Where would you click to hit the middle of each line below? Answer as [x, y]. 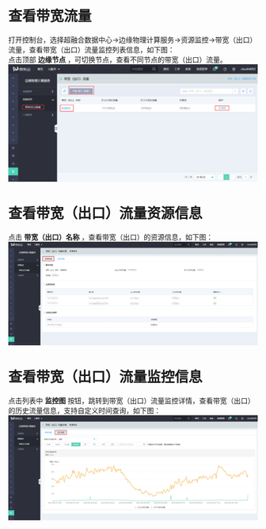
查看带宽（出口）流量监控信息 [106, 377]
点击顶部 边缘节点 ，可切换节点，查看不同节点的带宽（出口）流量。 [118, 59]
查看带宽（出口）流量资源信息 [106, 213]
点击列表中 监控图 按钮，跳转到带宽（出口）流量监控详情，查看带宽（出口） [131, 401]
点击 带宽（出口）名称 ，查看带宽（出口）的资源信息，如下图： [111, 237]
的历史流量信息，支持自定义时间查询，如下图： [84, 410]
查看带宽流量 [50, 16]
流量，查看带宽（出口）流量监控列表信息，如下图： [91, 49]
